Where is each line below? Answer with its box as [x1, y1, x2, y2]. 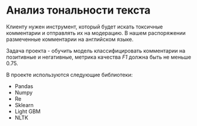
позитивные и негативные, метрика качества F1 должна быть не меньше [6, 53, 191, 60]
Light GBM [14, 108, 41, 115]
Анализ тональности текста [6, 4, 151, 17]
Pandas [14, 82, 34, 89]
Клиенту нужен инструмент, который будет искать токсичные [6, 23, 163, 30]
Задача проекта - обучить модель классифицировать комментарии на [6, 47, 186, 54]
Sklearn [14, 101, 34, 108]
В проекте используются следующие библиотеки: [6, 71, 133, 78]
